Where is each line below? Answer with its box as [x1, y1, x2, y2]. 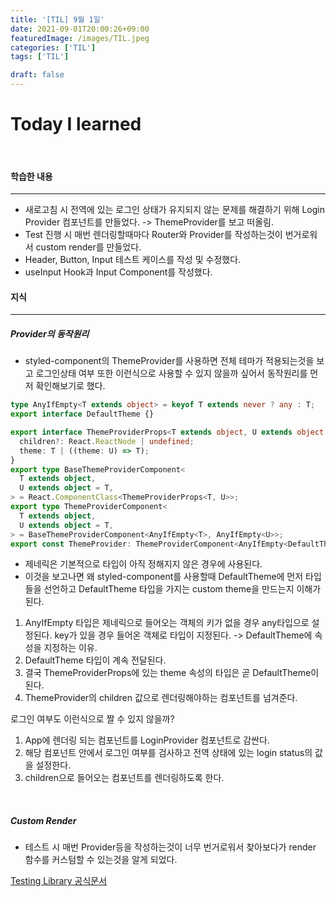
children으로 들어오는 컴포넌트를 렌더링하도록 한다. [24, 772, 225, 784]
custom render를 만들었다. [35, 241, 142, 253]
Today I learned [10, 113, 142, 136]
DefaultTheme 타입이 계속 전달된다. [24, 654, 167, 666]
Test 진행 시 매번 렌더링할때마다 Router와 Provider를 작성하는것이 [24, 229, 283, 241]
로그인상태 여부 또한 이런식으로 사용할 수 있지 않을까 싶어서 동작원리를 [35, 367, 308, 380]
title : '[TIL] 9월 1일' [10, 14, 105, 25]
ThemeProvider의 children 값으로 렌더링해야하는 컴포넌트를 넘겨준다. [24, 692, 298, 704]
